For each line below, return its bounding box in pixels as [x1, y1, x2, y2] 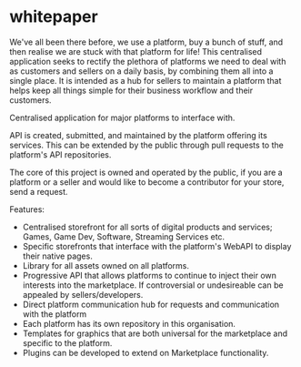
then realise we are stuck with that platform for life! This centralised [9, 46, 262, 56]
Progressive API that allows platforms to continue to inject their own [22, 270, 277, 280]
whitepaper [9, 6, 98, 27]
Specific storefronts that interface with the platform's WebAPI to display [22, 240, 292, 251]
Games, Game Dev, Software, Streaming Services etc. [22, 230, 226, 242]
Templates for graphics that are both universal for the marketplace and [22, 328, 288, 339]
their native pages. [22, 250, 93, 261]
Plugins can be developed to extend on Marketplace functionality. [22, 347, 269, 358]
